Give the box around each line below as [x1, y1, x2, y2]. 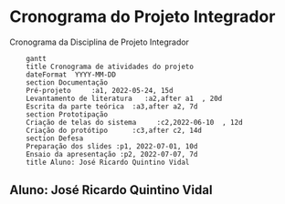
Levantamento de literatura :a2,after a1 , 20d [26, 94, 223, 103]
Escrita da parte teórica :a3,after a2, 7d [26, 102, 198, 111]
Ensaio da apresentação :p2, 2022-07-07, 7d [26, 149, 198, 158]
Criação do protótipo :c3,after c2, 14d [26, 126, 203, 135]
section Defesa [26, 134, 84, 143]
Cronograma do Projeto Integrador [9, 6, 276, 27]
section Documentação [26, 77, 108, 87]
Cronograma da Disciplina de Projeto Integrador [9, 36, 190, 47]
